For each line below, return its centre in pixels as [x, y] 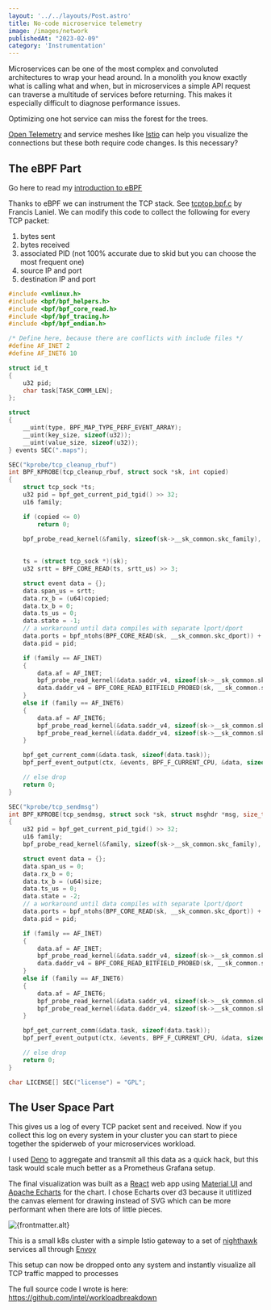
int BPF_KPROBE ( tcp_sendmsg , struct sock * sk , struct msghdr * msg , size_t [137, 814]
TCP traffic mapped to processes [63, 1274]
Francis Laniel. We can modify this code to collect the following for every [129, 211]
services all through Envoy [52, 1249]
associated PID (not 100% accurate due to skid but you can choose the [138, 253]
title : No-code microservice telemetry [75, 23]
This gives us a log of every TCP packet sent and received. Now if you [125, 1127]
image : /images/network [48, 31]
